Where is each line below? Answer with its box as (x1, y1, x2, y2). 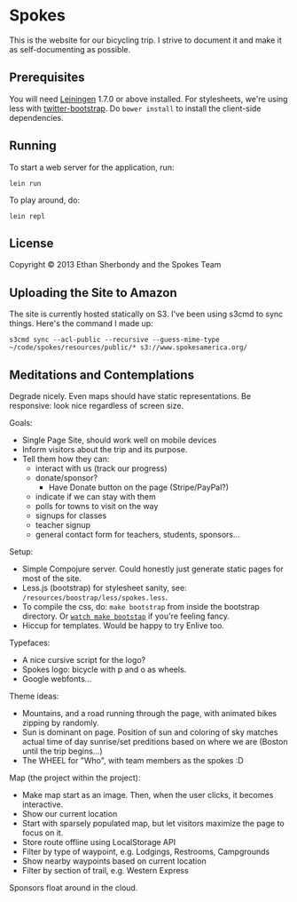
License (9, 235, 54, 251)
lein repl (9, 212, 46, 220)
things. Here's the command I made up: (9, 318, 153, 329)
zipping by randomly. (21, 717, 99, 728)
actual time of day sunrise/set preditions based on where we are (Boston (21, 737, 288, 746)
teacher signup (35, 520, 91, 530)
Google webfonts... (21, 674, 92, 684)
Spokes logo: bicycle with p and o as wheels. (21, 664, 187, 675)
